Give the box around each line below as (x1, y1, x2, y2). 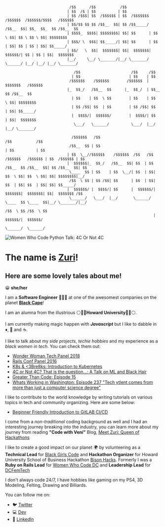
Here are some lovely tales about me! (5, 272, 122, 280)
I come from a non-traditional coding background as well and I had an (5, 419, 147, 424)
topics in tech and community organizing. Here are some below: (5, 400, 135, 405)
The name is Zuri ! (5, 252, 79, 263)
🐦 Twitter (12, 502, 33, 508)
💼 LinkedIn (12, 516, 34, 522)
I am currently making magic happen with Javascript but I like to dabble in (5, 321, 157, 327)
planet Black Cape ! (5, 300, 44, 305)
